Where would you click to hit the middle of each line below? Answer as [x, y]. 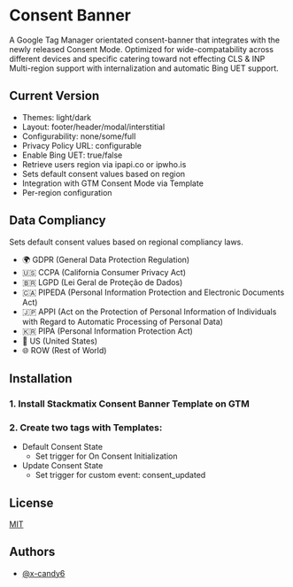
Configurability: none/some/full [79, 136]
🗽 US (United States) [60, 341]
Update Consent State [62, 466]
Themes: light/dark [56, 117]
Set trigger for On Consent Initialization [106, 456]
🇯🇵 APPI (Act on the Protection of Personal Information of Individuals [149, 312]
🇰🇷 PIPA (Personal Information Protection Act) [107, 331]
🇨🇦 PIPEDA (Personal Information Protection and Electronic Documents [153, 292]
